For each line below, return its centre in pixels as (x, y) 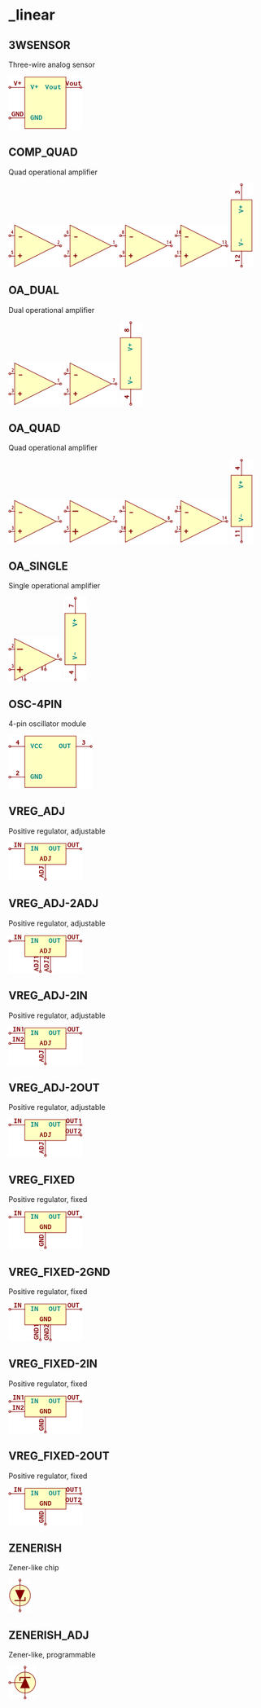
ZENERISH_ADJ (49, 1635)
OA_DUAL (34, 291)
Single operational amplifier (54, 586)
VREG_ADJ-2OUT (54, 1087)
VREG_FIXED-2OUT (59, 1456)
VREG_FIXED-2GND (59, 1272)
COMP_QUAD (43, 152)
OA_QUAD (35, 428)
